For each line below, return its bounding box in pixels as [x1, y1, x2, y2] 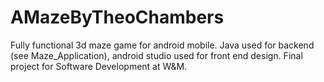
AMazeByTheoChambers [10, 6, 225, 29]
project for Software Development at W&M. [10, 60, 188, 72]
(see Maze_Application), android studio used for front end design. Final [10, 49, 303, 61]
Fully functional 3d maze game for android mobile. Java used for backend [10, 39, 315, 51]
